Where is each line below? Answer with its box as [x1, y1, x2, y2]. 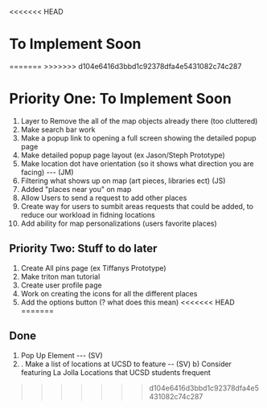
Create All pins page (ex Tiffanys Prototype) [20, 263, 167, 272]
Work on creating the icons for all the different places [20, 288, 198, 298]
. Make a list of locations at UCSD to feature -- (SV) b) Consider [20, 359, 232, 369]
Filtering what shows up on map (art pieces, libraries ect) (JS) [20, 176, 226, 186]
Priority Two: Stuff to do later [9, 242, 158, 255]
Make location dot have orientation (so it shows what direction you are [20, 158, 254, 168]
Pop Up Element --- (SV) [20, 350, 103, 360]
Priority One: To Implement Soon [9, 90, 232, 108]
